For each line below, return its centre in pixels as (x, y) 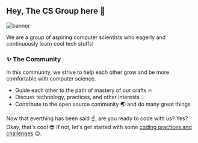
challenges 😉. (24, 133)
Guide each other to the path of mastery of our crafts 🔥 (83, 90)
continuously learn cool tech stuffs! (50, 43)
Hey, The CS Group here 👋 (56, 11)
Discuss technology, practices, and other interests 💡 (80, 97)
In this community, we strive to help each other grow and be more (88, 72)
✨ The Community (34, 59)
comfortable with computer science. (51, 79)
